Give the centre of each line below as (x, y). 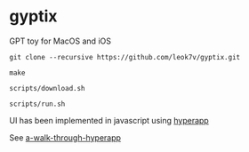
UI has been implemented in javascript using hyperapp (109, 120)
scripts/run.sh (37, 104)
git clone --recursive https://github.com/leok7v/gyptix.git (125, 57)
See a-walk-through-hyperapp (65, 137)
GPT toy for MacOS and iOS (60, 41)
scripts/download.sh (48, 88)
